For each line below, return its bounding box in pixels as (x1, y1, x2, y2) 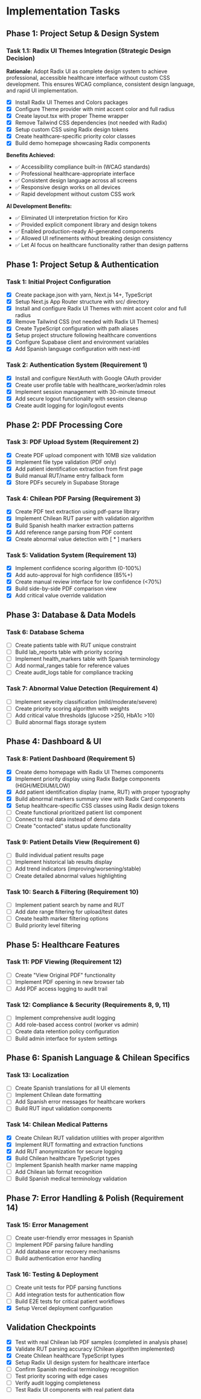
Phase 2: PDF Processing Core (6, 420, 123, 430)
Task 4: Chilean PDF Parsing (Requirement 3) (6, 494, 141, 503)
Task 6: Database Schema (6, 628, 85, 636)
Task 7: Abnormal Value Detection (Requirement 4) (6, 684, 158, 693)
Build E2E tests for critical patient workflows (14, 1298, 125, 1305)
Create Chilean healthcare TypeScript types (14, 1352, 124, 1359)
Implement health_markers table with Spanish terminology (14, 655, 160, 663)
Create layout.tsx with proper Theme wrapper (14, 112, 129, 119)
